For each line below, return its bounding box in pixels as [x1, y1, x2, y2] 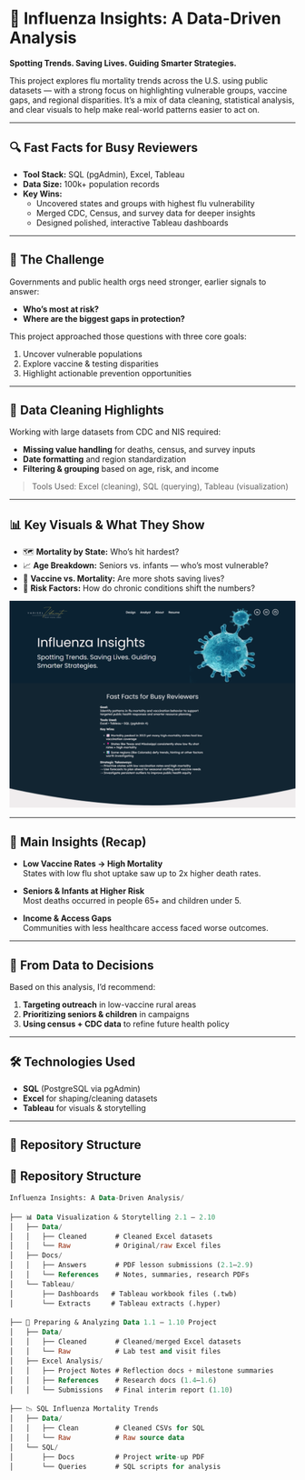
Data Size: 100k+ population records [22, 178, 161, 189]
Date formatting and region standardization [22, 454, 186, 465]
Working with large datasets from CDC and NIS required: [9, 426, 221, 437]
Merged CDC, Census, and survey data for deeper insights [35, 207, 256, 218]
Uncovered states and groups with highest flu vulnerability [35, 197, 256, 208]
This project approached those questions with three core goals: [9, 331, 247, 342]
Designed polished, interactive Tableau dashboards [35, 217, 229, 228]
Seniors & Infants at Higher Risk [22, 885, 145, 896]
